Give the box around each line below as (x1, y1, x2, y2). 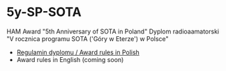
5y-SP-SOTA (6, 4, 82, 20)
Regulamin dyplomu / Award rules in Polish (16, 48, 140, 56)
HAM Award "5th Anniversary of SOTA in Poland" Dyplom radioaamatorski (6, 27, 220, 35)
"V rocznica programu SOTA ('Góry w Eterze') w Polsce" (6, 34, 169, 42)
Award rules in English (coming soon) (16, 55, 124, 63)
